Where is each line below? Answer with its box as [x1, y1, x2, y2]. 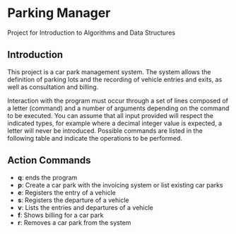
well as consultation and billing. [7, 83, 99, 91]
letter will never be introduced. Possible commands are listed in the [7, 126, 203, 135]
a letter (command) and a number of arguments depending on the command [7, 104, 230, 112]
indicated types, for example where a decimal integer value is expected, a [7, 119, 223, 127]
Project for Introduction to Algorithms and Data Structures [7, 28, 175, 37]
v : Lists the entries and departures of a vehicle [17, 203, 154, 211]
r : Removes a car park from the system [17, 218, 131, 227]
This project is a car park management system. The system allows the [7, 67, 211, 76]
